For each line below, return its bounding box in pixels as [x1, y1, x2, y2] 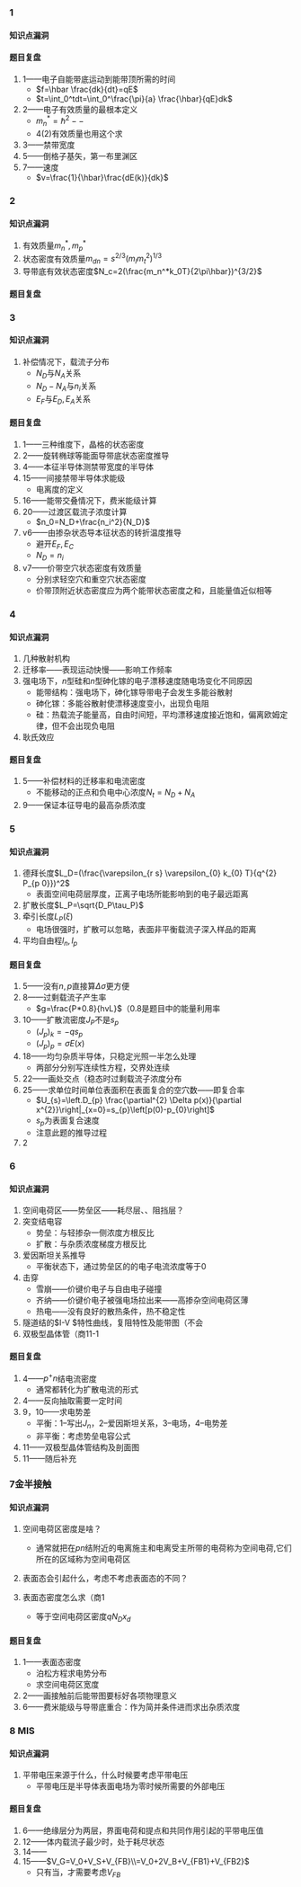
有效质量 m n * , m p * [22, 238, 87, 253]
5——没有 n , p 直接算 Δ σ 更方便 [22, 981, 130, 992]
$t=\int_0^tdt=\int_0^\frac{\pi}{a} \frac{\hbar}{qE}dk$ [35, 93, 234, 104]
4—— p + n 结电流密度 [22, 1371, 97, 1384]
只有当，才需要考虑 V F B [35, 1866, 121, 1880]
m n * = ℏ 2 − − [35, 114, 84, 129]
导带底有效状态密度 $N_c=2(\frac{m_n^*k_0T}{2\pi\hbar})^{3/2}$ [22, 266, 262, 277]
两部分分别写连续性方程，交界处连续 [35, 1062, 171, 1073]
